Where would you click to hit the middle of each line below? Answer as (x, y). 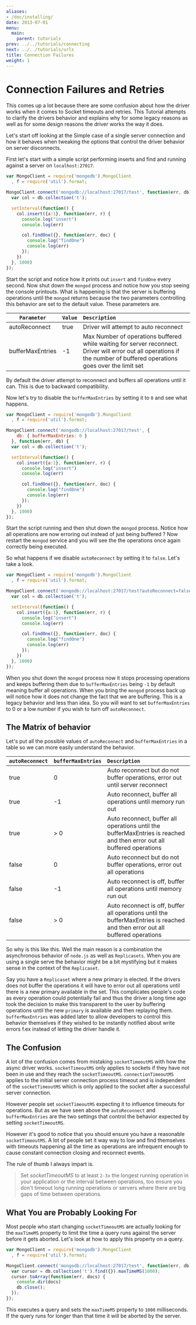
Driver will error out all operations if (131, 351)
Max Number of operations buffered (132, 336)
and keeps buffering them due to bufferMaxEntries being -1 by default (90, 684)
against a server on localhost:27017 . (50, 166)
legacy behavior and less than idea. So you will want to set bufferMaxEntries (98, 702)
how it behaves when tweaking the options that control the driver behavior (95, 142)
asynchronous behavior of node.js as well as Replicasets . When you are (93, 956)
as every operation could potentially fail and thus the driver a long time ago (96, 998)
